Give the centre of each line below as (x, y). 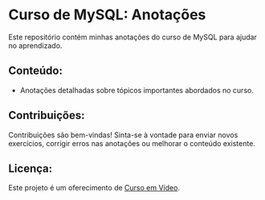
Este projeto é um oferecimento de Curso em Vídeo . (94, 188)
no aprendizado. (35, 45)
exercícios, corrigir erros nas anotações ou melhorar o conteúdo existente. (132, 143)
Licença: (31, 168)
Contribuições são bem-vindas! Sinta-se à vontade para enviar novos (123, 135)
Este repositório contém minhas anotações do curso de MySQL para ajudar (132, 37)
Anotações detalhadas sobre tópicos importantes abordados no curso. (137, 90)
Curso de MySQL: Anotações (107, 15)
